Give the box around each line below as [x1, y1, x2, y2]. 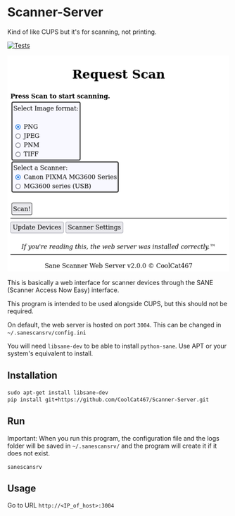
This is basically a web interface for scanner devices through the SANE [7, 278, 213, 287]
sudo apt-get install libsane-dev [7, 389, 109, 396]
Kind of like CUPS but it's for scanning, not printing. [7, 27, 157, 36]
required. [7, 307, 34, 315]
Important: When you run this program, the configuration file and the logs [7, 434, 220, 442]
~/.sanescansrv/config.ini [7, 329, 87, 336]
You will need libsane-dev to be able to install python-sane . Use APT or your [7, 341, 227, 350]
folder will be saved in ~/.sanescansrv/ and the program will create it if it [7, 441, 217, 450]
